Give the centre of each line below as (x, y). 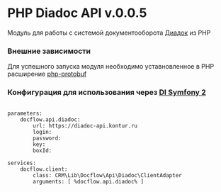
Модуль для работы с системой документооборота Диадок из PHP (109, 33)
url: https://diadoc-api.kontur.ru (85, 125)
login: (42, 132)
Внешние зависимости (49, 51)
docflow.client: (44, 169)
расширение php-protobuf (47, 74)
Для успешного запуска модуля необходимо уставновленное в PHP (111, 67)
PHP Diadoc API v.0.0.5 (77, 13)
